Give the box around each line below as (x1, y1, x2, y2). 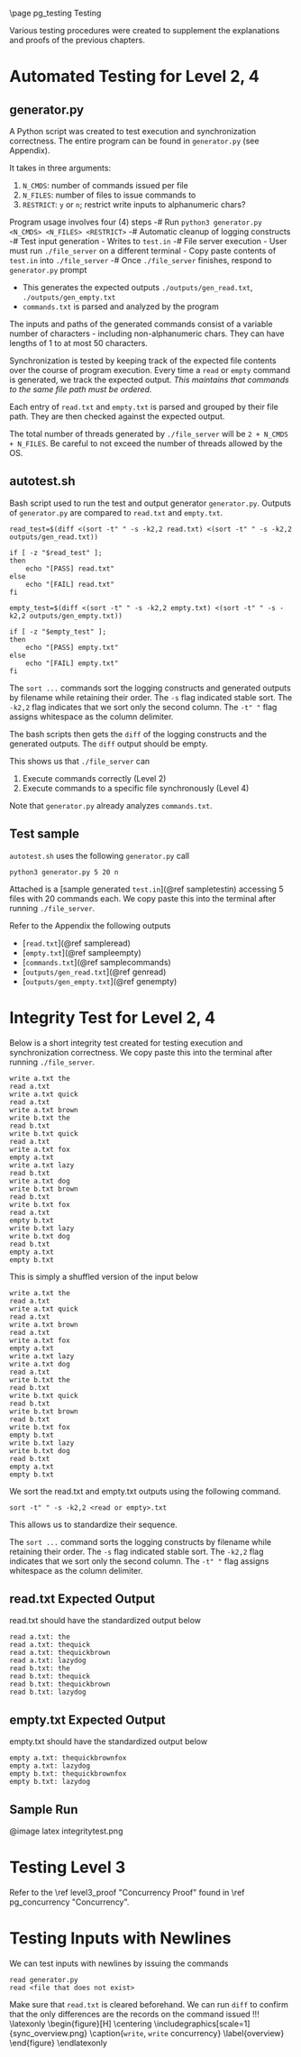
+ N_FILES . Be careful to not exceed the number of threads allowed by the (9, 438, 283, 449)
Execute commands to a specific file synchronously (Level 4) (22, 782, 250, 793)
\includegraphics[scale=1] (153, 2018, 251, 2029)
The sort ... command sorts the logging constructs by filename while (9, 1536, 272, 1547)
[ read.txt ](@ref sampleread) (22, 937, 131, 948)
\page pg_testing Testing (9, 8, 102, 18)
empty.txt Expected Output (9, 1712, 166, 1727)
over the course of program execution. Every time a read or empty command (9, 365, 291, 375)
